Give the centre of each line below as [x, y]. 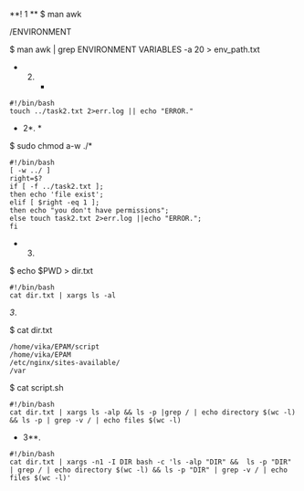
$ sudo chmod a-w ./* [51, 146]
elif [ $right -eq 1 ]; [55, 203]
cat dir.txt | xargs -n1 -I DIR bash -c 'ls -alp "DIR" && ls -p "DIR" [151, 462]
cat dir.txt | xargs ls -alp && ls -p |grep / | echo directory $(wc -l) [153, 413]
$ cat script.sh [37, 387]
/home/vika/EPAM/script [55, 347]
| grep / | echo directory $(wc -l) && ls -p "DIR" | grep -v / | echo [148, 470]
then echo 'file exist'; [57, 194]
